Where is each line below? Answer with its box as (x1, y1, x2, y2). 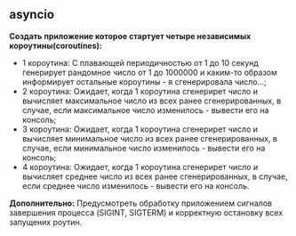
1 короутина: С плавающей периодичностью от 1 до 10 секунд (21, 57, 260, 68)
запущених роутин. (9, 216, 83, 227)
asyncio (9, 7, 55, 22)
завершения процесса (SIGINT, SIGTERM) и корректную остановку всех (9, 207, 284, 217)
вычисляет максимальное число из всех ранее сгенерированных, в (21, 95, 282, 106)
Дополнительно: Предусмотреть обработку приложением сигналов (9, 198, 273, 208)
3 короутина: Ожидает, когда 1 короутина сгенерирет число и (21, 124, 259, 134)
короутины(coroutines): (9, 40, 102, 51)
